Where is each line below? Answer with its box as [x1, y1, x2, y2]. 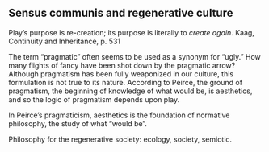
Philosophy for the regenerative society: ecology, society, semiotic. [8, 134, 233, 144]
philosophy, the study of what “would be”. [8, 118, 148, 128]
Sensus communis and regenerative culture [8, 6, 233, 20]
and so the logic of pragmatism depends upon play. [8, 94, 180, 104]
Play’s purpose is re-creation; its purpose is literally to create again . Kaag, [8, 27, 254, 37]
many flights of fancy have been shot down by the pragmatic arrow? [8, 60, 236, 70]
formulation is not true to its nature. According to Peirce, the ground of [8, 77, 243, 87]
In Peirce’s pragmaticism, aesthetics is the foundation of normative [8, 110, 230, 120]
